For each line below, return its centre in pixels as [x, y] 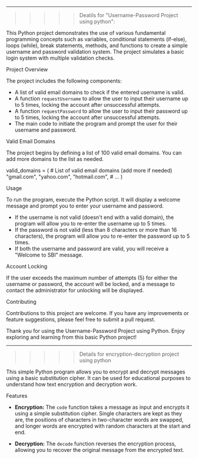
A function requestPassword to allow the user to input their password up [101, 111]
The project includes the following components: [64, 81]
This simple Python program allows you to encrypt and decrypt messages [96, 372]
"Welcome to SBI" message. [49, 255]
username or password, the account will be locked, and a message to [90, 284]
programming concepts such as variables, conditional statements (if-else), [96, 39]
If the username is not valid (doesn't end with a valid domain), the [94, 217]
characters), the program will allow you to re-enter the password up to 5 [102, 236]
